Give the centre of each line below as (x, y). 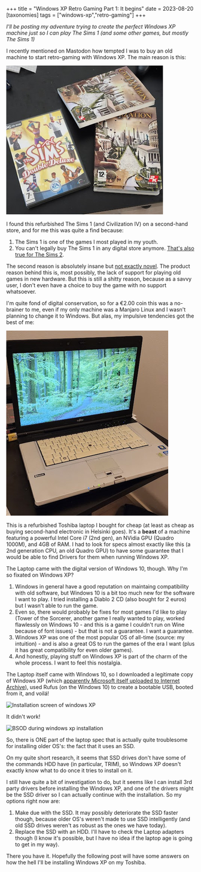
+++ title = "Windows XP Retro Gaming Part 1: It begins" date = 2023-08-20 (100, 9)
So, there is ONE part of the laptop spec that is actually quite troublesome (97, 740)
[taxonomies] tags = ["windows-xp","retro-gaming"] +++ (76, 15)
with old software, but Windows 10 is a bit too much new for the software (105, 593)
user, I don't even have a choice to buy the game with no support (86, 285)
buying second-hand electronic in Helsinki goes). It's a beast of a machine (98, 531)
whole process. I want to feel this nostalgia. (68, 663)
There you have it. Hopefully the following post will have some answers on (98, 856)
